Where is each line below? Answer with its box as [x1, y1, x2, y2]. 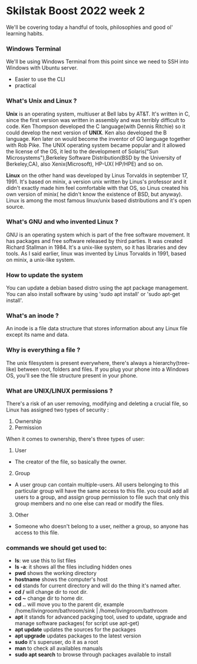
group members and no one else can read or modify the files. [14, 500, 164, 507]
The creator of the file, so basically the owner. [14, 458, 127, 465]
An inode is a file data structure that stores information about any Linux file [6, 325, 188, 332]
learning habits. [6, 29, 44, 37]
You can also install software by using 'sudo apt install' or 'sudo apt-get [6, 291, 180, 298]
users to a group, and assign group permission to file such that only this [14, 494, 190, 501]
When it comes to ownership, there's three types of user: [6, 435, 145, 443]
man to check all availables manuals [14, 645, 103, 652]
